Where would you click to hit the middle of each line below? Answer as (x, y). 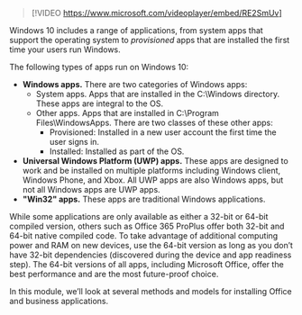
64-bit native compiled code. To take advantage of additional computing (144, 236)
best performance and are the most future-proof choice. (114, 274)
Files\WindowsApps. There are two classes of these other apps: (154, 122)
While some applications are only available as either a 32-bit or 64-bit (139, 216)
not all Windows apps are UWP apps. (91, 189)
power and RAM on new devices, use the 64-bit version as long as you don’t (151, 245)
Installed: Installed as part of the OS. (117, 151)
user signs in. (74, 142)
